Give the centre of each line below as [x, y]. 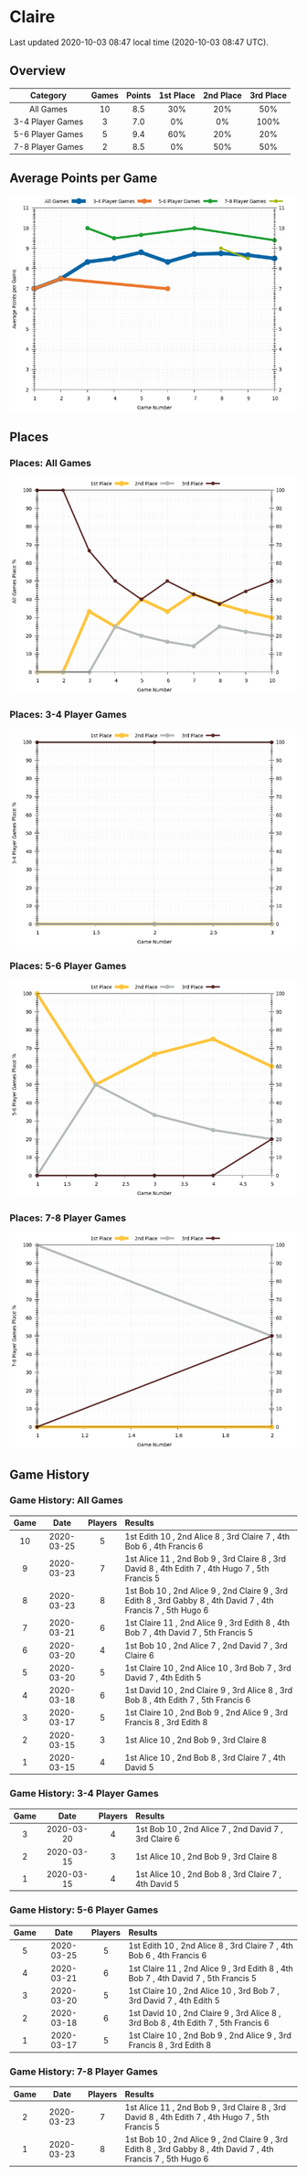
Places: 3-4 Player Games [69, 715]
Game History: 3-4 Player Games [84, 1794]
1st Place [177, 96]
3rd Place [269, 96]
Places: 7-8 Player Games [68, 1218]
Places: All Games [50, 463]
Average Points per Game [84, 179]
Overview [38, 71]
